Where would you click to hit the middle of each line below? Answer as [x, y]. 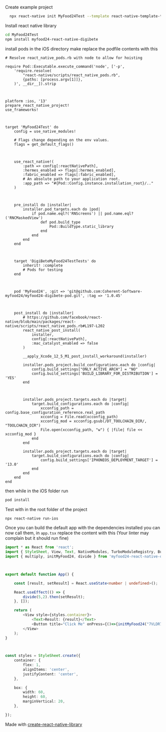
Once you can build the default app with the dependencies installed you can [83, 528]
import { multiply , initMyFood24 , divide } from [56, 557]
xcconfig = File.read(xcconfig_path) [79, 417]
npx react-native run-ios [32, 518]
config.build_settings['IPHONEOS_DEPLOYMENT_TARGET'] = [99, 460]
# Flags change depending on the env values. [62, 140]
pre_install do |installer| [43, 205]
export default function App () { [40, 574]
